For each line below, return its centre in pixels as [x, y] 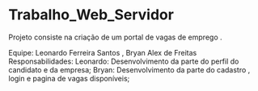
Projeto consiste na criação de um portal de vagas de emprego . [115, 37]
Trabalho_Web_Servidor [91, 15]
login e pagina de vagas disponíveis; [69, 78]
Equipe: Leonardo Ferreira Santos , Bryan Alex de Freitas [103, 52]
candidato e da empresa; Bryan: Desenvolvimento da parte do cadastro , [129, 69]
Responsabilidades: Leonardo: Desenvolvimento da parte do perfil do [124, 61]
